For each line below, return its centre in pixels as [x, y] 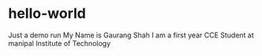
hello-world [47, 14]
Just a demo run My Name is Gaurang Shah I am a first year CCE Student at [131, 35]
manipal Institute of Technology [60, 43]
